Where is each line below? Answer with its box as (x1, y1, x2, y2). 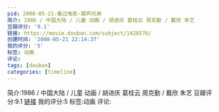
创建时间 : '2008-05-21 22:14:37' (7, 36, 100, 43)
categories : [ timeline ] (7, 68, 76, 75)
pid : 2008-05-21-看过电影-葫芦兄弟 (7, 10, 102, 17)
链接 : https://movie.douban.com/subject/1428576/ (7, 29, 152, 37)
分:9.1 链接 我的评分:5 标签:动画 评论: (7, 97, 112, 105)
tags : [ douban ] (7, 62, 51, 69)
